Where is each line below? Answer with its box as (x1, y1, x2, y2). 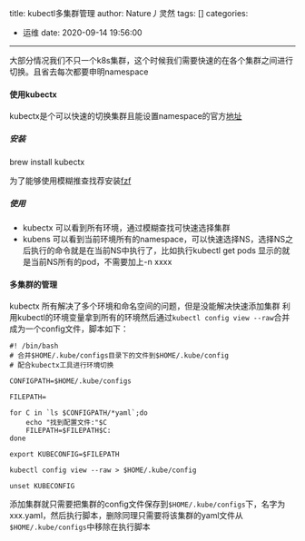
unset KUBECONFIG (9, 482, 75, 491)
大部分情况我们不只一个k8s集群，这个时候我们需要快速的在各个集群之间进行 (9, 55, 293, 65)
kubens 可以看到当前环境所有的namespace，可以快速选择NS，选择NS (22, 234, 286, 245)
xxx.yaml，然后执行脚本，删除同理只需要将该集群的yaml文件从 (9, 510, 243, 521)
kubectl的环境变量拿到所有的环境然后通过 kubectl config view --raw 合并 (16, 312, 290, 323)
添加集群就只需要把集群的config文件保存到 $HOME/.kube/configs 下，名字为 (9, 498, 286, 510)
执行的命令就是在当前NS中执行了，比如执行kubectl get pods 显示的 (30, 245, 283, 256)
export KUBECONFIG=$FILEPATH (9, 450, 120, 459)
